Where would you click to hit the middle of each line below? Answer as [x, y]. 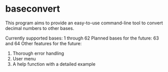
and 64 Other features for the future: [44, 43]
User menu [24, 58]
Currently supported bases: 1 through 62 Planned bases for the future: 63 [82, 38]
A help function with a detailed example [54, 64]
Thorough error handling [38, 53]
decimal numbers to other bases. [40, 28]
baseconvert [33, 9]
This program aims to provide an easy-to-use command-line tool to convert [84, 23]
